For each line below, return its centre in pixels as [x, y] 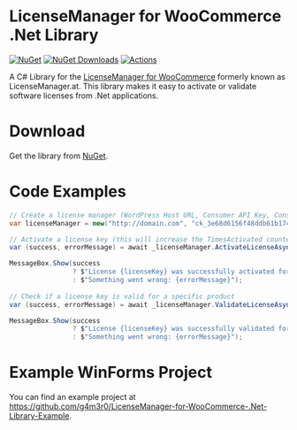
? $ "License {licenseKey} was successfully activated [173, 272]
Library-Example [39, 416]
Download [47, 131]
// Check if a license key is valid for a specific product [122, 296]
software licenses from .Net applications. [84, 96]
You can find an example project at [72, 397]
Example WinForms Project [110, 372]
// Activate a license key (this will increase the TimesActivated [136, 239]
